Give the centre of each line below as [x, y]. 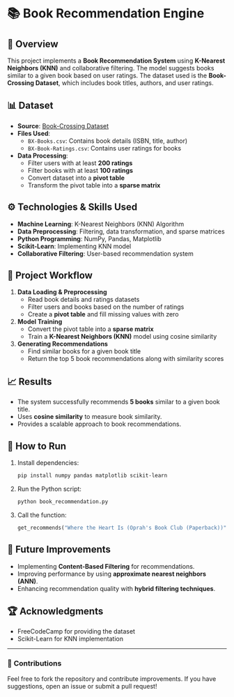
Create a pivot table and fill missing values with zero [103, 314]
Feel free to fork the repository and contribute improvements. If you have [112, 679]
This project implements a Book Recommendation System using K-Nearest [116, 61]
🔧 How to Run [37, 446]
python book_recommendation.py [63, 501]
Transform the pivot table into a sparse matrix [94, 185]
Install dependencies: [48, 463]
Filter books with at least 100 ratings [80, 170]
